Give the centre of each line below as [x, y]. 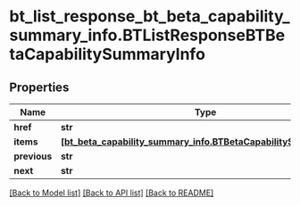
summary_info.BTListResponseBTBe [147, 35]
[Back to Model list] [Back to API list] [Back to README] [112, 193]
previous [33, 156]
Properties [39, 87]
